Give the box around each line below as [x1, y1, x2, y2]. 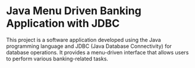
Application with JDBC [6, 17, 120, 30]
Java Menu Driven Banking [6, 4, 141, 18]
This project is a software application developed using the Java [6, 36, 162, 43]
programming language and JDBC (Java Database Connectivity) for [6, 43, 172, 50]
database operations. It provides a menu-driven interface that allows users [6, 48, 189, 56]
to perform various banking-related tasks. [6, 55, 109, 62]
